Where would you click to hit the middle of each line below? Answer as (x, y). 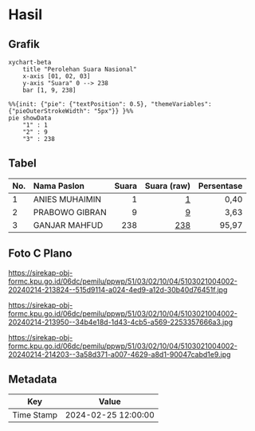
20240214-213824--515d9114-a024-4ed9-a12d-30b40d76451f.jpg (118, 289)
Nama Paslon (59, 186)
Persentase (220, 186)
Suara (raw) (168, 186)
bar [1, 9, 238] (50, 90)
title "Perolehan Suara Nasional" (80, 69)
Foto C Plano (40, 254)
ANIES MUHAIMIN (67, 199)
